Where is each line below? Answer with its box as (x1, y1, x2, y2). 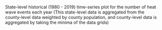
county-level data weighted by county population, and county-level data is (5, 15, 157, 20)
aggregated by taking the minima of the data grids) (5, 19, 109, 25)
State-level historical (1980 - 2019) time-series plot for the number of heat (5, 4, 157, 10)
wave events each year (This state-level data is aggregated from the (5, 9, 145, 15)
